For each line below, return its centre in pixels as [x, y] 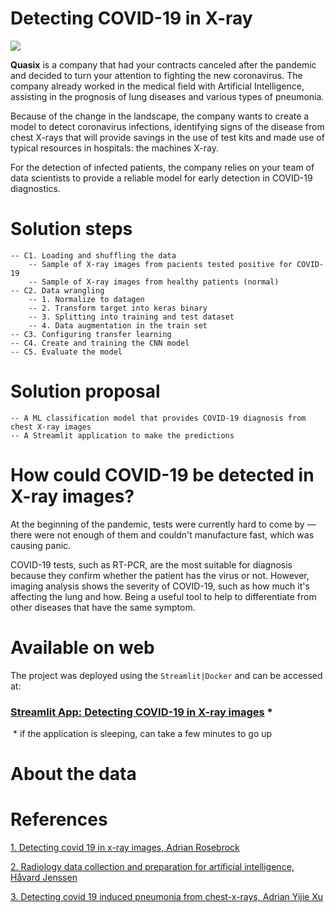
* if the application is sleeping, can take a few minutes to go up [142, 733]
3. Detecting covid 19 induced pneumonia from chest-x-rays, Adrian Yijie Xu [167, 897]
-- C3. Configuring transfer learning [91, 334]
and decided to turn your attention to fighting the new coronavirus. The [156, 75]
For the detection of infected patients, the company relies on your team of [162, 167]
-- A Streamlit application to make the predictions [122, 435]
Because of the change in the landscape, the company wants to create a [160, 116]
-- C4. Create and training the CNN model [100, 343]
